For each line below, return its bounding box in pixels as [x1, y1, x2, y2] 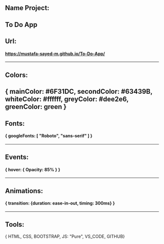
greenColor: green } [5, 102, 67, 111]
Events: [5, 153, 29, 162]
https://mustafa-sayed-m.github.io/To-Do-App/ [5, 51, 105, 57]
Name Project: [5, 4, 50, 12]
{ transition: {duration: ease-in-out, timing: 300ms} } [5, 200, 115, 206]
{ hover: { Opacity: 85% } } [5, 166, 61, 172]
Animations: [5, 186, 43, 195]
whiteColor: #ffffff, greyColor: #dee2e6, [5, 95, 129, 103]
